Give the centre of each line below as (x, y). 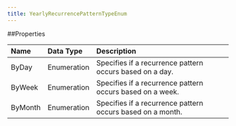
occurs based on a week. (137, 92)
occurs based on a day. (135, 71)
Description (116, 51)
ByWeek (25, 87)
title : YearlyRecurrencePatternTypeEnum (67, 14)
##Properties (26, 34)
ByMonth (26, 107)
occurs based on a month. (139, 111)
